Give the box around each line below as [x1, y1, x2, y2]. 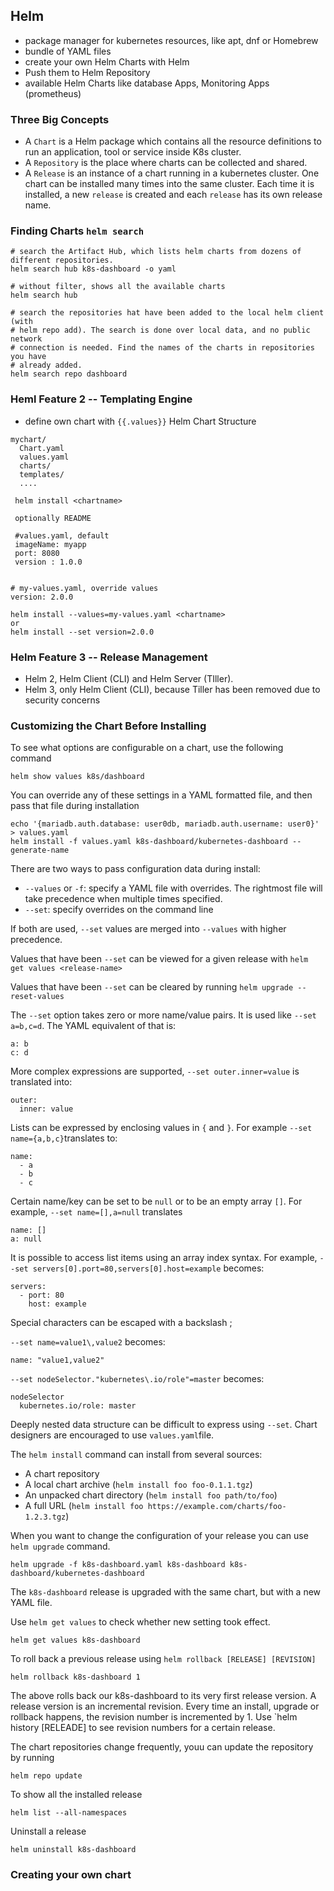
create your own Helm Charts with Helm [24, 55, 190, 68]
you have [10, 352, 47, 362]
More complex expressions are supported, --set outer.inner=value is [10, 1065, 300, 1078]
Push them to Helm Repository [24, 66, 151, 78]
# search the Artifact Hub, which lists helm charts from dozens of [10, 247, 302, 257]
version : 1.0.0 [14, 557, 83, 567]
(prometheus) [24, 87, 82, 99]
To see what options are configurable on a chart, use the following [10, 742, 284, 754]
